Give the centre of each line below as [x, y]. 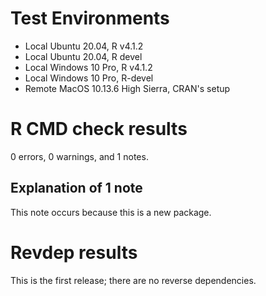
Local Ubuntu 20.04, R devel [83, 56]
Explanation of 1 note [76, 188]
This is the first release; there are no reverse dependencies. [133, 280]
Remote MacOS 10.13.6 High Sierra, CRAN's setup [127, 88]
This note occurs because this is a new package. [111, 212]
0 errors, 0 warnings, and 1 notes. [79, 156]
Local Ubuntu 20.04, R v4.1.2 [84, 46]
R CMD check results [99, 129]
